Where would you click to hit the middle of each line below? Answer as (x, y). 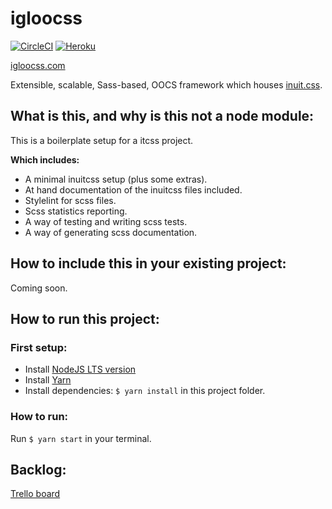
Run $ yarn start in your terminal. (81, 438)
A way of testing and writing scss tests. (106, 221)
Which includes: (45, 159)
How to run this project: (85, 318)
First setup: (39, 347)
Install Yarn (48, 380)
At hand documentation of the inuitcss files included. (133, 189)
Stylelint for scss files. (70, 200)
